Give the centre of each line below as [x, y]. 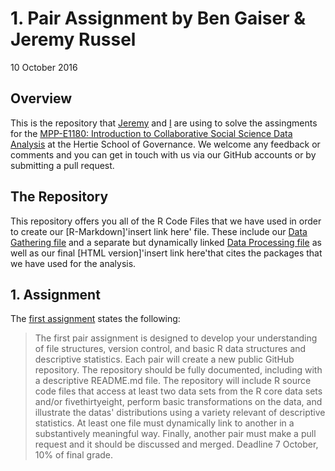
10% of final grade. [74, 455]
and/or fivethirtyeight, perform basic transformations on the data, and [178, 402]
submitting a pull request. [62, 165]
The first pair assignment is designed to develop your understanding [176, 338]
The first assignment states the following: [95, 319]
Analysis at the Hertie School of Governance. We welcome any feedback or [165, 144]
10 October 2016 [44, 67]
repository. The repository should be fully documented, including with [178, 370]
